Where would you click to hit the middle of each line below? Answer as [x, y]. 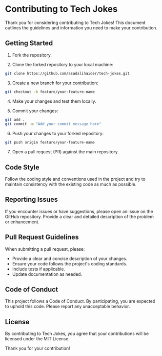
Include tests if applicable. [39, 269]
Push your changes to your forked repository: [58, 134]
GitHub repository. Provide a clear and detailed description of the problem [79, 216]
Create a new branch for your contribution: [55, 83]
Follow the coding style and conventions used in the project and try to [75, 179]
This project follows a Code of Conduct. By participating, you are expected [80, 301]
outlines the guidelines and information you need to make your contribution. [81, 27]
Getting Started [29, 43]
